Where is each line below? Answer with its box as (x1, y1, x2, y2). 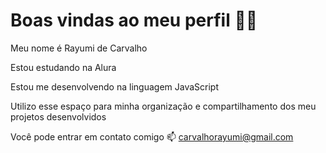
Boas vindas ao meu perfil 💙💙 (10, 9, 258, 32)
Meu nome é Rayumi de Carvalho (10, 42, 148, 54)
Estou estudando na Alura (10, 61, 117, 73)
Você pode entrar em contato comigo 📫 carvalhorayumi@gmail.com (10, 130, 294, 143)
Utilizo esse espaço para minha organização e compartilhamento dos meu (10, 100, 317, 112)
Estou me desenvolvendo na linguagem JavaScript (10, 80, 219, 93)
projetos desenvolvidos (10, 110, 107, 123)
